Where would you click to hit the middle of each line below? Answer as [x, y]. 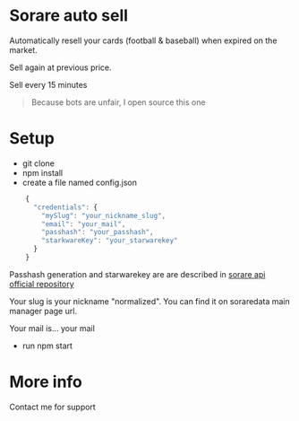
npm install [43, 172]
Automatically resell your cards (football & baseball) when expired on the [143, 40]
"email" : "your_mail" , [84, 224]
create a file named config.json [79, 182]
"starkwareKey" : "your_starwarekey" [110, 241]
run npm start [47, 346]
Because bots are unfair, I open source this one [118, 102]
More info [46, 382]
